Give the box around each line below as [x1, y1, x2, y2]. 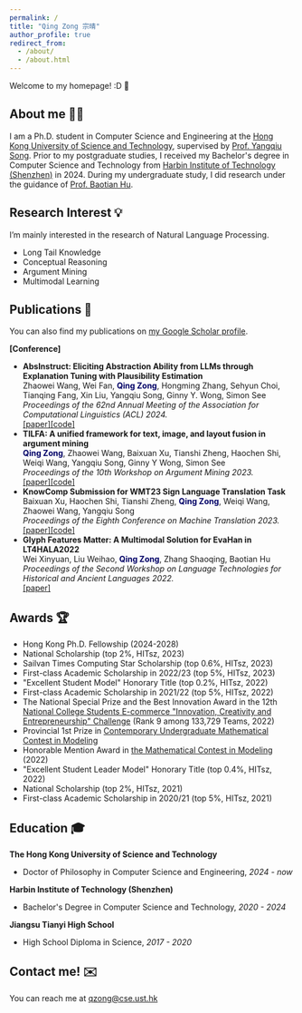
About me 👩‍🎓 [9, 106, 84, 122]
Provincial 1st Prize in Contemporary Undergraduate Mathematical [22, 726, 269, 736]
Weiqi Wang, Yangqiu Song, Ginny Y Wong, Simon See [22, 457, 226, 468]
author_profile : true [9, 30, 91, 39]
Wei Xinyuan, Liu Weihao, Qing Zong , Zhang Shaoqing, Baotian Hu [22, 554, 271, 565]
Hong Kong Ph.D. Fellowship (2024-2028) [22, 638, 179, 649]
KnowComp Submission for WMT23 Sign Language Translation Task [22, 486, 287, 497]
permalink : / [9, 13, 59, 23]
